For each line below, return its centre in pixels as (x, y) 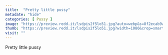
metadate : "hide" (23, 14)
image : (12, 24)
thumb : (12, 28)
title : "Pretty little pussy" (38, 10)
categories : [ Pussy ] (29, 19)
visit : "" (15, 33)
